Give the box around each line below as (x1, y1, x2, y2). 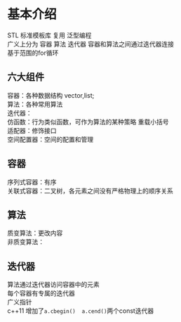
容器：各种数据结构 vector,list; (7, 91, 95, 99)
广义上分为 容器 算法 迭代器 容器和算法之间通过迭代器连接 (7, 39, 174, 48)
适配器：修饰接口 (7, 126, 57, 134)
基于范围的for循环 (7, 49, 59, 57)
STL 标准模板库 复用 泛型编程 (7, 31, 92, 39)
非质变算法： (7, 238, 44, 246)
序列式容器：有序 (7, 177, 57, 186)
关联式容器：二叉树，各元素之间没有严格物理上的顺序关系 (7, 186, 173, 195)
